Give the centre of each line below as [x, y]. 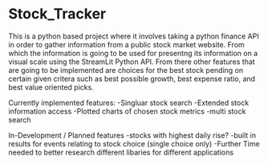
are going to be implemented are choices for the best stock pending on [126, 70]
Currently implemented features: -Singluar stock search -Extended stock [129, 103]
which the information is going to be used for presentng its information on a [133, 53]
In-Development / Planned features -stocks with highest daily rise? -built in [132, 135]
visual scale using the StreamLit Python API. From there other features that [132, 62]
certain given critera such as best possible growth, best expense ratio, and [132, 78]
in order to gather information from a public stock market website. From [126, 44]
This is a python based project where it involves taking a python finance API [134, 36]
